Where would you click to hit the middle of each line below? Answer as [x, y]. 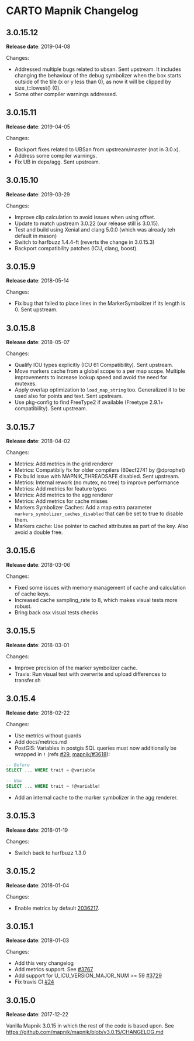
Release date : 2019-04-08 [38, 46]
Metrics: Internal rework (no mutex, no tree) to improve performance [97, 482]
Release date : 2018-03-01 [38, 645]
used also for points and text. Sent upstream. [69, 396]
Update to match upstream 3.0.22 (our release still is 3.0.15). [87, 223]
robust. [23, 606]
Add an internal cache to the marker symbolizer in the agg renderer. [96, 797]
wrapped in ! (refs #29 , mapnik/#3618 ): [62, 754]
